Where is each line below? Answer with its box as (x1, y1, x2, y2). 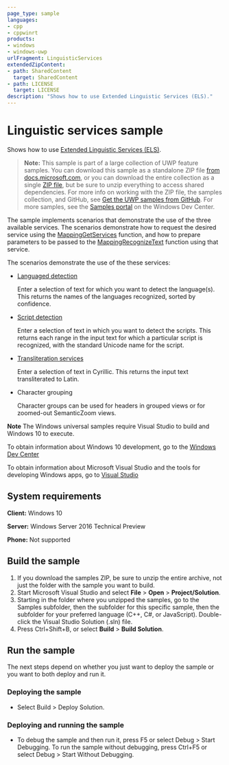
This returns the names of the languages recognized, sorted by (16, 292, 196, 300)
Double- (198, 610, 222, 619)
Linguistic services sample (7, 123, 163, 138)
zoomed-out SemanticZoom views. (16, 408, 117, 417)
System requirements (7, 491, 101, 502)
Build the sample (7, 555, 80, 567)
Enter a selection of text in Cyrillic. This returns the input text (16, 367, 189, 375)
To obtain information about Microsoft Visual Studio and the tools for (7, 463, 201, 472)
